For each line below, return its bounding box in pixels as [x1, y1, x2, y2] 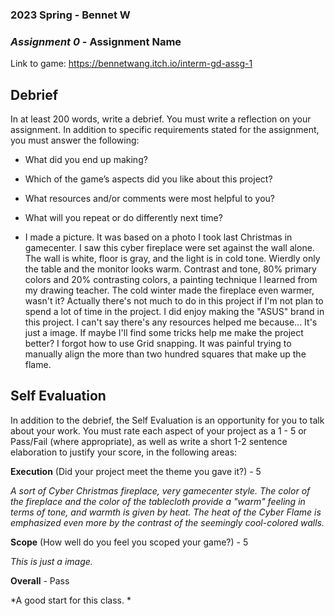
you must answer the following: [10, 134, 140, 147]
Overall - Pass [10, 574, 70, 587]
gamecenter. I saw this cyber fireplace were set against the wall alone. [24, 242, 315, 254]
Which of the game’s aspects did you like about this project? [24, 173, 273, 185]
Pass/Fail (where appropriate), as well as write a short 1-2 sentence [10, 435, 288, 447]
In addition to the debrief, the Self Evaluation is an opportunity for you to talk [10, 414, 325, 426]
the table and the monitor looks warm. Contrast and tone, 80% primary [24, 263, 317, 275]
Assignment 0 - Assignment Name [10, 34, 182, 48]
